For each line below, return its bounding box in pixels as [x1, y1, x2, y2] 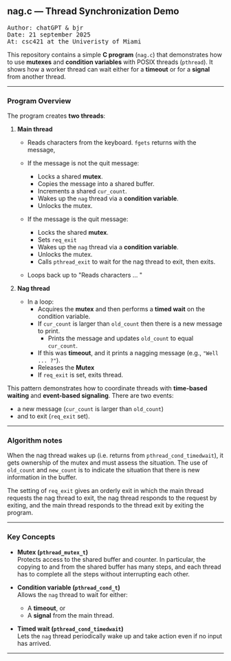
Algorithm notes [7, 436, 63, 445]
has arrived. [16, 639, 52, 647]
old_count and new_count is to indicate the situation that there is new [7, 466, 200, 474]
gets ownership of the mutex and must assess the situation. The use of [7, 459, 208, 467]
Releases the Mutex [37, 364, 95, 372]
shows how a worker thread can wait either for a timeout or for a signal [7, 65, 210, 73]
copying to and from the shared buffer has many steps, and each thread [16, 563, 221, 571]
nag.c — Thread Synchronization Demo [7, 6, 179, 17]
